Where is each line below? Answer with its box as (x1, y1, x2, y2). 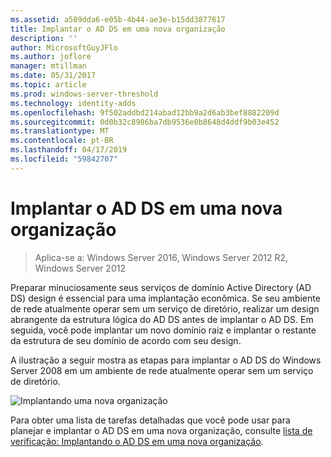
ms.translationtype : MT (10, 126, 110, 136)
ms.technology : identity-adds (10, 98, 137, 108)
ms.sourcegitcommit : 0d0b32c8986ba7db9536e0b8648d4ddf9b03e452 (10, 117, 280, 127)
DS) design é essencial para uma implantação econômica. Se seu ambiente (10, 292, 321, 304)
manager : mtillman (10, 61, 87, 71)
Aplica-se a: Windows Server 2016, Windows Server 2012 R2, (34, 251, 289, 263)
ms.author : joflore (10, 52, 92, 62)
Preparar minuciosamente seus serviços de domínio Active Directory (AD (10, 281, 312, 293)
